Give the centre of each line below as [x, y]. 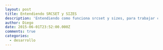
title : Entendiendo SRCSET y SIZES [41, 14]
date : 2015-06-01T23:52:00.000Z [38, 27]
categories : [17, 36]
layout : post [18, 9]
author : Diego [19, 23]
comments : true [20, 31]
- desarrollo [23, 40]
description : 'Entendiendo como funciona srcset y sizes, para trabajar [80, 18]
